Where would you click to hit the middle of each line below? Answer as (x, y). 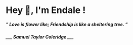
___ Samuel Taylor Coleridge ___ (40, 37)
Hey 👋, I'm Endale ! (46, 10)
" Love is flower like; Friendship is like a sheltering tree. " (67, 24)
